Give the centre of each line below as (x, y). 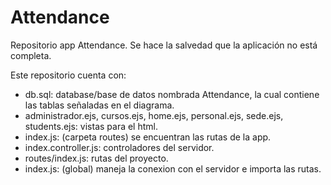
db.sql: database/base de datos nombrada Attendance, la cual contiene (172, 94)
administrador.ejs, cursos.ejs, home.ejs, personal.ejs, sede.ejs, (154, 115)
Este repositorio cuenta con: (68, 75)
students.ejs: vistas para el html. (91, 126)
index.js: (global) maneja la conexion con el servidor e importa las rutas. (173, 168)
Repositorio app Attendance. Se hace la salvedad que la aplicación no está (164, 45)
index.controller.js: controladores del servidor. (119, 147)
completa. (31, 55)
